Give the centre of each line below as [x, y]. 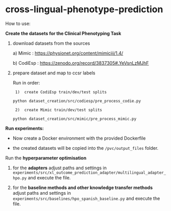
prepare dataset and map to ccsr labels [54, 73]
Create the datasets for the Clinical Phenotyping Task [63, 33]
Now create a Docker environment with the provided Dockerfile [79, 138]
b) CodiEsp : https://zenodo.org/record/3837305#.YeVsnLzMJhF [81, 63]
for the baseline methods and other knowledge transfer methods [83, 188]
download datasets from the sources [51, 43]
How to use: [18, 23]
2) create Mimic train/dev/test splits [59, 110]
